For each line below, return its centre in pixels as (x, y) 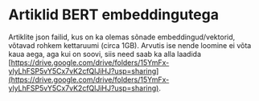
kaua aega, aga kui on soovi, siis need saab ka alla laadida (105, 54)
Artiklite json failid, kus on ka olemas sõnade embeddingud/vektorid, (122, 37)
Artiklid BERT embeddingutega (114, 15)
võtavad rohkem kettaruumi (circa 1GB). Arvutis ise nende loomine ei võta (130, 45)
